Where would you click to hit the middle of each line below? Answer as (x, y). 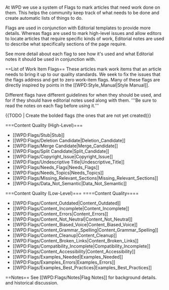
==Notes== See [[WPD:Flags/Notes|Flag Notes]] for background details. (81, 277)
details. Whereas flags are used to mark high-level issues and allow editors (83, 33)
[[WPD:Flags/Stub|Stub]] (38, 135)
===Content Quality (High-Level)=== (44, 125)
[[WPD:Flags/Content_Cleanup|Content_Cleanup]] (65, 235)
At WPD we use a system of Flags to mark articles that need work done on (83, 7)
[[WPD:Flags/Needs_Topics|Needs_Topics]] (58, 173)
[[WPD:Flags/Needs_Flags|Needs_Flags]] (56, 167)
